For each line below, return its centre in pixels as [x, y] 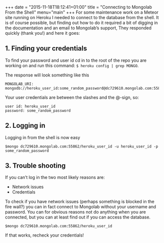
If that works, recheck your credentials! [44, 235]
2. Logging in [25, 126]
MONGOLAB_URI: [20, 84]
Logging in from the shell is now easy [43, 137]
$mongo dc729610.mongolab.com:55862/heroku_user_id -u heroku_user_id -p [82, 146]
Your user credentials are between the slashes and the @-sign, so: [72, 97]
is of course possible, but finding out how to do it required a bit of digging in [82, 23]
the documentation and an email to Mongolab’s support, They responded [78, 28]
